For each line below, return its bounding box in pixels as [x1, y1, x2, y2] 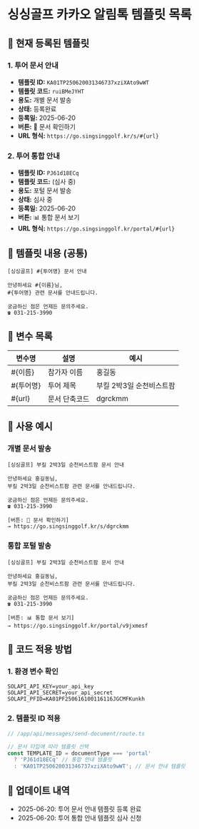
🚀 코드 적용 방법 [7, 644, 73, 656]
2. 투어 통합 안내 [7, 151, 61, 161]
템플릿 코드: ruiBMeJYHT [17, 86, 84, 95]
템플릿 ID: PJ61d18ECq [17, 168, 80, 177]
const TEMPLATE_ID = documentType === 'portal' [7, 750, 152, 757]
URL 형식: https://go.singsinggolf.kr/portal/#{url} [17, 224, 175, 233]
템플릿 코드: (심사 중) [17, 178, 76, 186]
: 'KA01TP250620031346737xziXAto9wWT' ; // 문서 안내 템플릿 [14, 763, 185, 770]
